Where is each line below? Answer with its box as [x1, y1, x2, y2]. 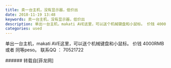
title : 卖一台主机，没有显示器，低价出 [5, 7, 78, 13]
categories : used [5, 26, 42, 31]
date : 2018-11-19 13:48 [5, 12, 56, 17]
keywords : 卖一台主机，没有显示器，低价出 [5, 17, 85, 22]
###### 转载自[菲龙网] [5, 57, 54, 63]
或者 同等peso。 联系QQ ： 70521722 [5, 47, 84, 53]
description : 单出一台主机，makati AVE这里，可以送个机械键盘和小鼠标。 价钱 [5, 21, 155, 27]
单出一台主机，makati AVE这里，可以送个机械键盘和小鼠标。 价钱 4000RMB [5, 41, 164, 47]
